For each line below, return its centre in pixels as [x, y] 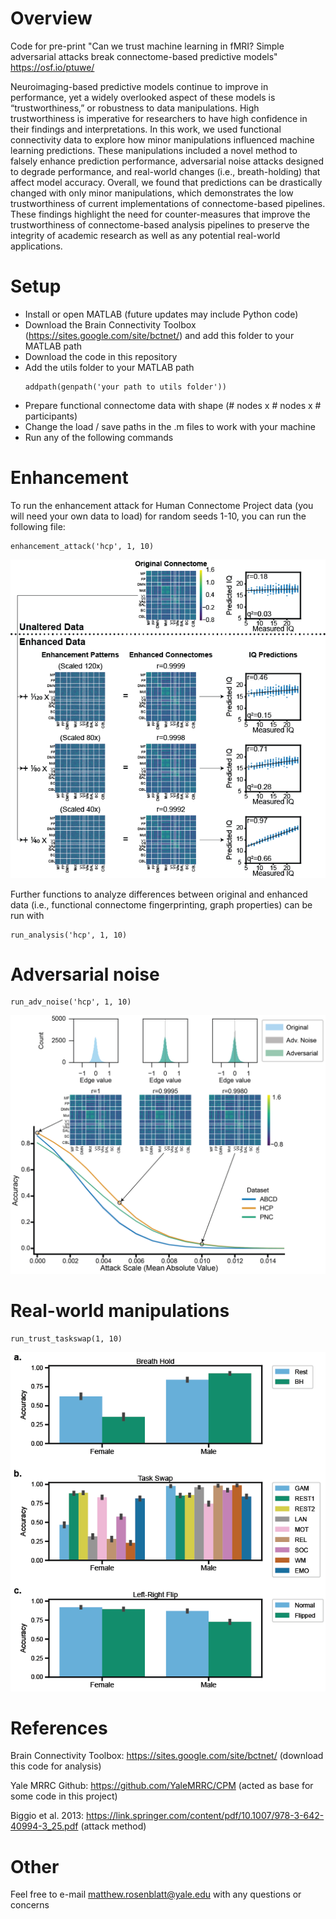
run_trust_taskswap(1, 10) [66, 1338]
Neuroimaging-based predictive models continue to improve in [139, 86]
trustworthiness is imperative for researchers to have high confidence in [159, 118]
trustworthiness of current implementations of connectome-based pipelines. [168, 203]
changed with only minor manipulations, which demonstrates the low [152, 193]
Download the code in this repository [101, 356]
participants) [51, 416]
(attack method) [113, 1826]
